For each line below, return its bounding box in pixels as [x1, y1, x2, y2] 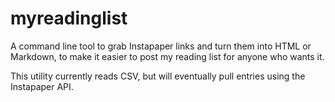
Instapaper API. [10, 80, 74, 92]
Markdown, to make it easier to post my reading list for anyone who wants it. [10, 50, 325, 62]
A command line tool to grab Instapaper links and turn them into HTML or [10, 40, 312, 52]
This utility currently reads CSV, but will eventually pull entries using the [10, 70, 306, 82]
